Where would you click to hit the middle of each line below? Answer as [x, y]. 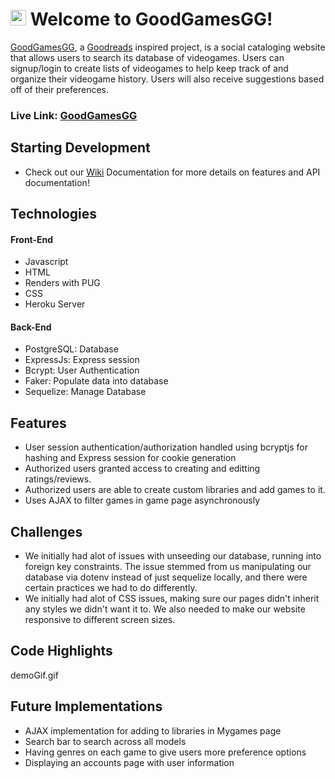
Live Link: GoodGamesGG [74, 115]
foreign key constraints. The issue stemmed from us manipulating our [168, 567]
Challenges [46, 531]
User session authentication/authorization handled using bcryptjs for [166, 447]
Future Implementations [86, 706]
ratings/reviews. [58, 479]
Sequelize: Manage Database [85, 392]
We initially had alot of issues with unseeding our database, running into [173, 556]
